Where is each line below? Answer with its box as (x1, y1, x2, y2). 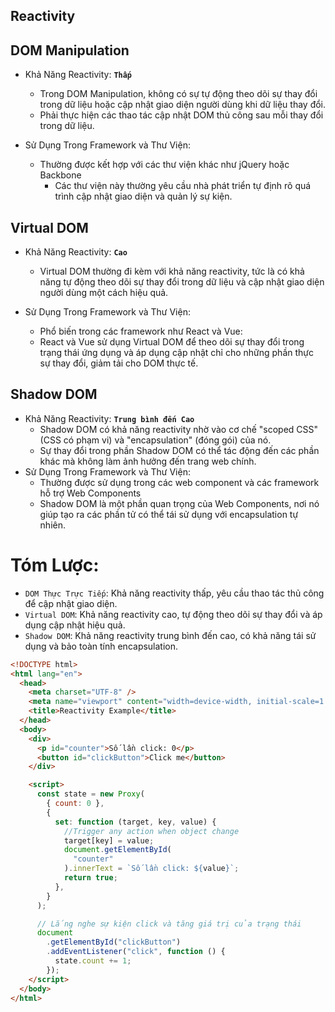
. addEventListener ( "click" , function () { (46, 947, 226, 957)
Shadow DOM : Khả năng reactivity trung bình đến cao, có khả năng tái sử (24, 629, 317, 641)
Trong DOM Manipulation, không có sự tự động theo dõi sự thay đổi (39, 88, 318, 100)
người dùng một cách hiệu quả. (39, 287, 169, 299)
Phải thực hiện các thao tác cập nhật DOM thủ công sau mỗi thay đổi (39, 109, 324, 121)
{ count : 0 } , (46, 799, 105, 809)
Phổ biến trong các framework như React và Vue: (39, 325, 243, 338)
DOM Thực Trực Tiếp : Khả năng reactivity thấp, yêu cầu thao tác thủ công (24, 587, 325, 599)
